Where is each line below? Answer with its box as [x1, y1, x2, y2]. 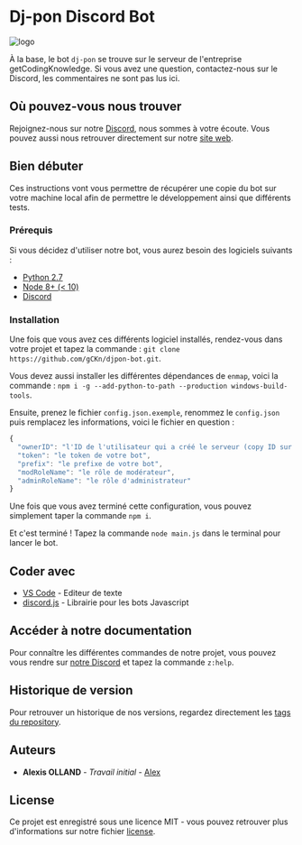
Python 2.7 [22, 271, 63, 282]
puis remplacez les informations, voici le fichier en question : [9, 417, 234, 427]
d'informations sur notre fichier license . [9, 826, 156, 837]
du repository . [9, 716, 61, 727]
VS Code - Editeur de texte [22, 588, 124, 599]
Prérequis [9, 224, 53, 236]
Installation [9, 313, 60, 326]
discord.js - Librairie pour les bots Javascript [22, 597, 189, 608]
